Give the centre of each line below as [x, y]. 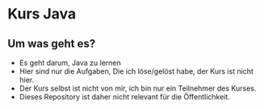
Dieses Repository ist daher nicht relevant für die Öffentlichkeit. [125, 97]
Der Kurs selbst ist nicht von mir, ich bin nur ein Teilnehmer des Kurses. [138, 88]
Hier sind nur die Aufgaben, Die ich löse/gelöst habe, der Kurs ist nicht [136, 71]
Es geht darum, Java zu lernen [70, 63]
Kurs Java [42, 14]
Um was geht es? [52, 44]
